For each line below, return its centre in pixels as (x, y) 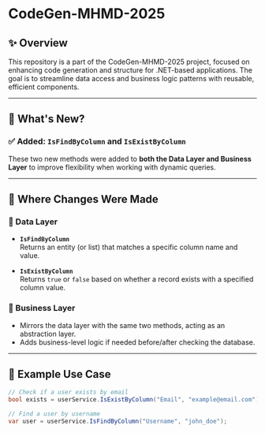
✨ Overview (38, 43)
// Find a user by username (54, 414)
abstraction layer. (48, 334)
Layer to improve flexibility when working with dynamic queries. (112, 167)
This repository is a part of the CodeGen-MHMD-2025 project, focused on (129, 62)
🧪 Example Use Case (60, 374)
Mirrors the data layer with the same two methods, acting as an (122, 325)
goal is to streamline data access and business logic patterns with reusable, (131, 78)
